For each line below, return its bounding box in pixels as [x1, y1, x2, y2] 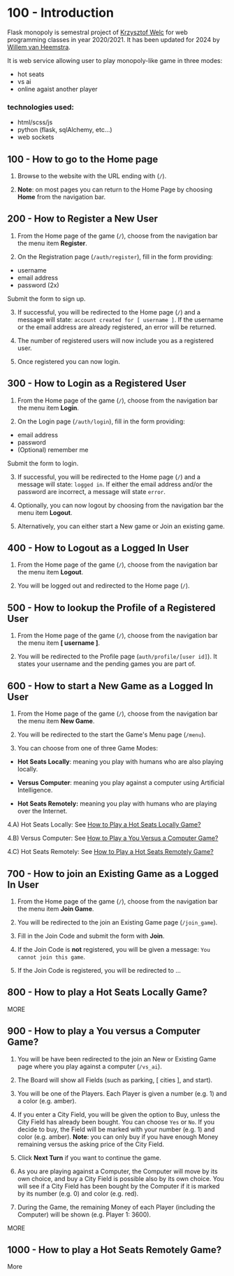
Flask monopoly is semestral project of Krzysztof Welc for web [7, 28, 189, 36]
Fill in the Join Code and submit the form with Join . [17, 931, 165, 940]
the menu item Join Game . [17, 904, 94, 913]
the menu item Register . [17, 239, 87, 247]
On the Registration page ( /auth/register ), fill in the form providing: [17, 252, 213, 261]
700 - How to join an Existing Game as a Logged [7, 868, 219, 880]
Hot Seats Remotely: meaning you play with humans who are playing [17, 799, 217, 808]
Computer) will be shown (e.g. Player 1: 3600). [17, 1210, 152, 1219]
